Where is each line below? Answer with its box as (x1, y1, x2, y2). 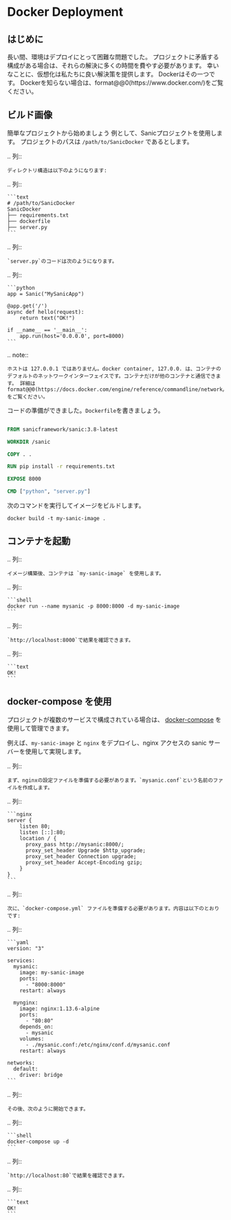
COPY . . (7, 451, 32, 458)
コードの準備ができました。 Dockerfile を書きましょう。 (7, 406, 164, 414)
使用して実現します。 (25, 747, 85, 756)
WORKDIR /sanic (7, 438, 51, 445)
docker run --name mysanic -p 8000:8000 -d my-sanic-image (7, 603, 180, 610)
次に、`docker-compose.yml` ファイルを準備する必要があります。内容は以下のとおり (7, 905, 220, 912)
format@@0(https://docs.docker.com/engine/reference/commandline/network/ (7, 386, 226, 393)
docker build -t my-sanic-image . (7, 515, 107, 522)
